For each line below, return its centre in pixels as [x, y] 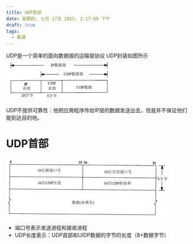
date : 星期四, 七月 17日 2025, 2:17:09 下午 [58, 19]
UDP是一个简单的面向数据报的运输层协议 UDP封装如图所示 [77, 56]
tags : [13, 31]
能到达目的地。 [24, 118]
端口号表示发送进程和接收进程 [51, 228]
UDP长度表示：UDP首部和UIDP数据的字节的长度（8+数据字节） [92, 235]
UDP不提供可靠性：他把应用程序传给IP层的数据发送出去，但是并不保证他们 [97, 110]
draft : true [21, 25]
